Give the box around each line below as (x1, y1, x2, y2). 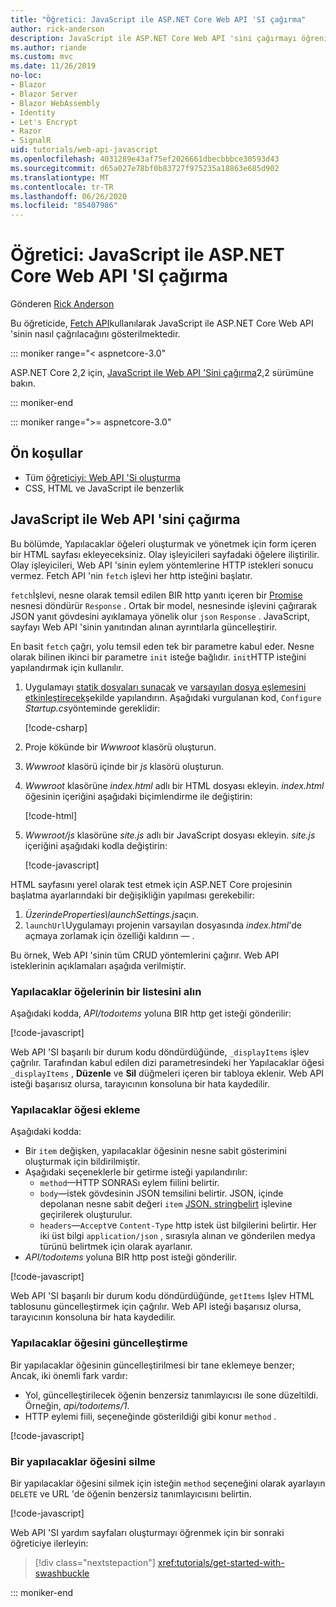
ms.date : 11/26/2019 (10, 61, 97, 71)
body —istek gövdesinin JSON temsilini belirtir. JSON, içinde (39, 1187, 284, 1200)
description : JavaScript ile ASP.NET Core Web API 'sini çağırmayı (10, 33, 298, 43)
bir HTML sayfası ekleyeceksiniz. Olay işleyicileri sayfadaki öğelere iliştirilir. (10, 548, 320, 560)
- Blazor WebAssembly (10, 98, 101, 108)
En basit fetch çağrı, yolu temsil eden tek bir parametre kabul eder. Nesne (10, 640, 315, 652)
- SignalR (10, 136, 52, 146)
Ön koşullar (10, 445, 83, 462)
